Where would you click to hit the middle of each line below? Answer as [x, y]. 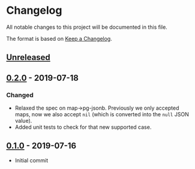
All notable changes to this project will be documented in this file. [87, 27]
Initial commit [31, 160]
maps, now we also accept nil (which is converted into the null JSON [102, 114]
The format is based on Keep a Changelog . [59, 38]
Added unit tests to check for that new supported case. [83, 127]
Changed [20, 95]
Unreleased [28, 58]
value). [23, 121]
